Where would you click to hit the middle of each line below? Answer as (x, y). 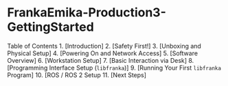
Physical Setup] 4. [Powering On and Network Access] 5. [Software (102, 53)
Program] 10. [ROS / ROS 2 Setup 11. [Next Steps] (77, 75)
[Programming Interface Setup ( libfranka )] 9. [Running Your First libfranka (114, 68)
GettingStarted (50, 27)
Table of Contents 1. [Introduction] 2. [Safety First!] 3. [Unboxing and (104, 46)
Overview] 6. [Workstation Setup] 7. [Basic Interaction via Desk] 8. (101, 60)
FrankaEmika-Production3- (87, 13)
